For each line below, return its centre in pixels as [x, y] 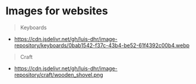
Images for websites [57, 11]
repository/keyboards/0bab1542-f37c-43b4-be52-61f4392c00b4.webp [102, 45]
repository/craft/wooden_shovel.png [59, 74]
